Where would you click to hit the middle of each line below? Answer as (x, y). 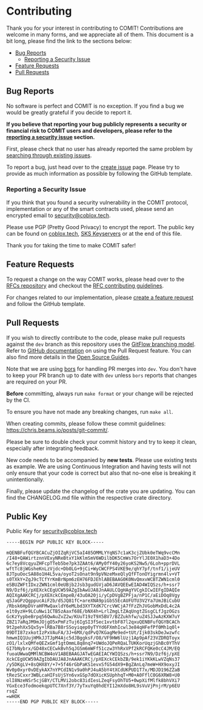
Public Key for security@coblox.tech (52, 531)
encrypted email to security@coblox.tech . (58, 215)
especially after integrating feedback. (53, 448)
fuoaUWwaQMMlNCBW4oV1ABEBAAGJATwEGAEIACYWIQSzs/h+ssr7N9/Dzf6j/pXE (93, 654)
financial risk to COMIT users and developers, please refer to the (89, 130)
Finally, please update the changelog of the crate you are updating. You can (101, 491)
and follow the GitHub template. (46, 304)
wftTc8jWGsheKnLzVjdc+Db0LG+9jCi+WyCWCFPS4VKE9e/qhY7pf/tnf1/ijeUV (93, 569)
